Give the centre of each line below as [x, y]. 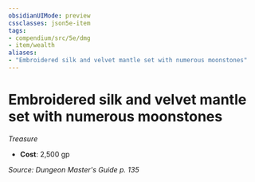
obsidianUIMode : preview [49, 16]
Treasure [23, 138]
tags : [17, 30]
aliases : [23, 53]
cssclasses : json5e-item [49, 23]
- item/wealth [32, 45]
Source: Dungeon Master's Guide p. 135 [74, 169]
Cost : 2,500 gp [45, 154]
